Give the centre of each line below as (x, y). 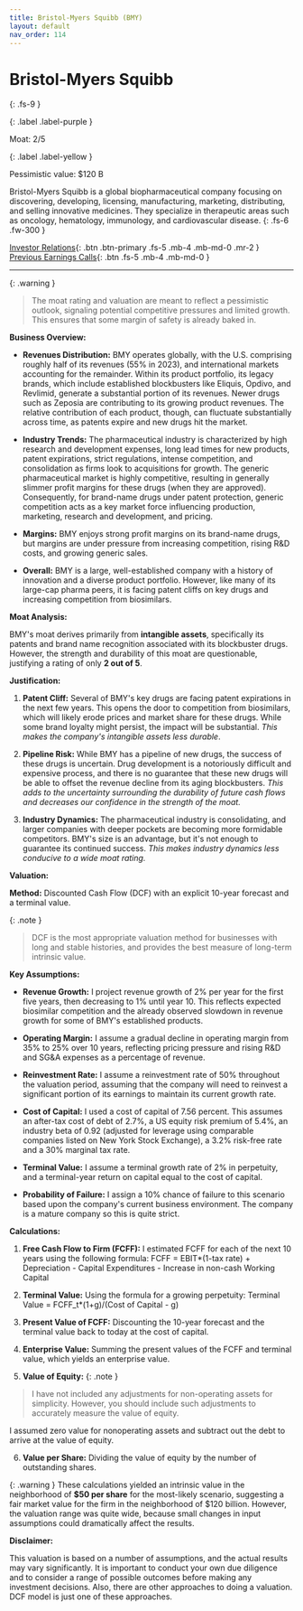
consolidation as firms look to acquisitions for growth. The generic (146, 468)
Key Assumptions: (45, 974)
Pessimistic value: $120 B (56, 174)
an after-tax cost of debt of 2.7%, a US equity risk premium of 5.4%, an (155, 1121)
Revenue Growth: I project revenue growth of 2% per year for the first (153, 992)
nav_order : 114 (38, 34)
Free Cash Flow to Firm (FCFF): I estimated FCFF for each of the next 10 (156, 1249)
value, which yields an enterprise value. (96, 1359)
